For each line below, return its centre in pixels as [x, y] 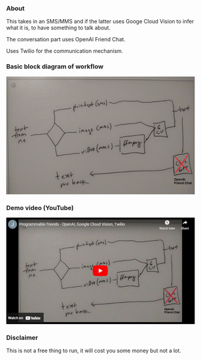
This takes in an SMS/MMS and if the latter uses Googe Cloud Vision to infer [100, 22]
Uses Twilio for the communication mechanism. [65, 51]
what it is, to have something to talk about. [58, 28]
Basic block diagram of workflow [55, 67]
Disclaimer [22, 337]
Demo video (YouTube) [40, 208]
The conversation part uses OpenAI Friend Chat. [66, 40]
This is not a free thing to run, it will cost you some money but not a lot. [94, 351]
